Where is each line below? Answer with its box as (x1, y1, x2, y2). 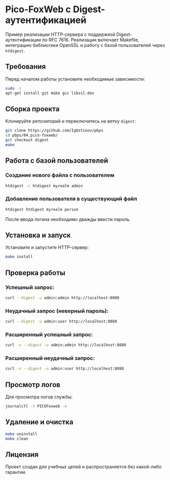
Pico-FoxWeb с (5, 4, 71, 15)
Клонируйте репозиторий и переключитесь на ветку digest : (5, 118, 136, 124)
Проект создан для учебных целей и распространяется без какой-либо (5, 464, 162, 470)
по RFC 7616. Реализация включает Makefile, (42, 37, 139, 43)
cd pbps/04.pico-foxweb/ (5, 133, 58, 138)
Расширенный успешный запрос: (5, 331, 93, 338)
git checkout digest (5, 138, 49, 143)
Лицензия (5, 450, 39, 459)
